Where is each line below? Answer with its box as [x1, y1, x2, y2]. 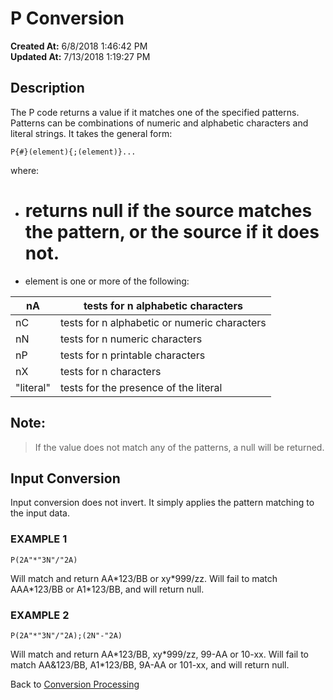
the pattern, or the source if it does [24, 220, 320, 243]
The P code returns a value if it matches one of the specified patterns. [10, 106, 300, 118]
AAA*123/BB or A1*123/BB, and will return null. [10, 583, 205, 595]
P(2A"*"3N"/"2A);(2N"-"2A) [10, 630, 123, 641]
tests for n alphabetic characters [83, 298, 243, 312]
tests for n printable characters [59, 348, 206, 362]
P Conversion [10, 7, 125, 30]
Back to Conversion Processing [10, 678, 140, 690]
